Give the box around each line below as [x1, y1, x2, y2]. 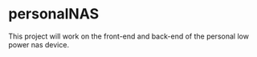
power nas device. [8, 39, 70, 49]
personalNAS [8, 5, 100, 23]
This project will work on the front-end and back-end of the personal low [8, 31, 249, 41]
